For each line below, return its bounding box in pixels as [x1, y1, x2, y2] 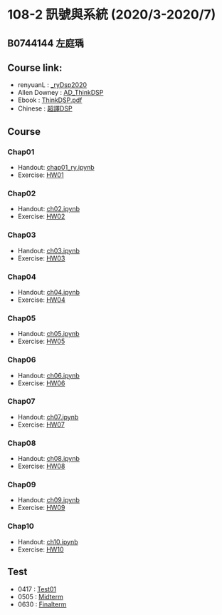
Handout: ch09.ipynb [17, 496, 80, 504]
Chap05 [7, 313, 36, 323]
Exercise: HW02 [17, 212, 65, 221]
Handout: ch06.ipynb [17, 371, 80, 380]
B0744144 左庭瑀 [7, 37, 84, 49]
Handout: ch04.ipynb [17, 288, 80, 296]
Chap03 [7, 230, 36, 240]
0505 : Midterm [17, 592, 64, 601]
